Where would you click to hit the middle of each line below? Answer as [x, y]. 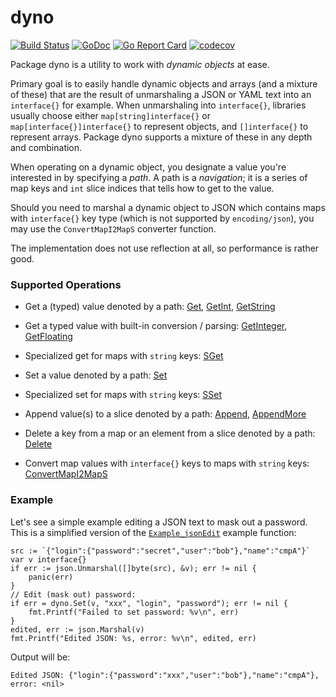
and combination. [46, 147]
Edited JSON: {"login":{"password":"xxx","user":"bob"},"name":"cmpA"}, [165, 675]
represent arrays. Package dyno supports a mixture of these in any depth [161, 137]
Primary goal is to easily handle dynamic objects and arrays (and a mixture [164, 83]
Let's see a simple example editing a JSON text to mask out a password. [159, 522]
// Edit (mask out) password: [73, 594]
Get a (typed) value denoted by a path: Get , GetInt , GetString [150, 307]
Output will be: [40, 657]
